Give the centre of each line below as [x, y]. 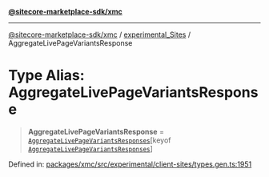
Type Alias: [47, 76]
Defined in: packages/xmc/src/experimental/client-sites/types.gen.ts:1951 [130, 164]
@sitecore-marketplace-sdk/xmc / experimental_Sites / [99, 34]
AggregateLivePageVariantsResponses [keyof [99, 140]
